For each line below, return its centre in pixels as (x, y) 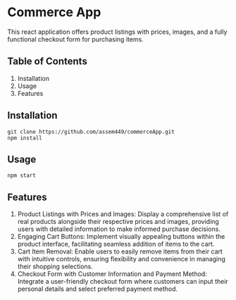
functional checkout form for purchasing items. (76, 39)
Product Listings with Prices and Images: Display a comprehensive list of (123, 214)
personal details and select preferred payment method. (98, 289)
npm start (22, 176)
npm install (25, 138)
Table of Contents (48, 62)
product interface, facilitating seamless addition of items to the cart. (116, 244)
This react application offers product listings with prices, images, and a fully (117, 32)
